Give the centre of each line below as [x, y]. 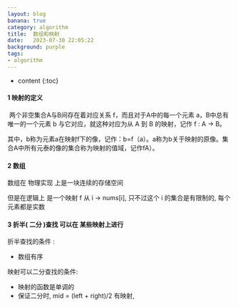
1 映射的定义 [25, 98]
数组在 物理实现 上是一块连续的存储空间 [65, 183]
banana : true [27, 21]
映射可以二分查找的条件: [43, 272]
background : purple [36, 47]
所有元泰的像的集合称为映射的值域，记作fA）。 [91, 147]
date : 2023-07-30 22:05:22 [51, 41]
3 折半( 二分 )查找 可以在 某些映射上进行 [66, 224]
